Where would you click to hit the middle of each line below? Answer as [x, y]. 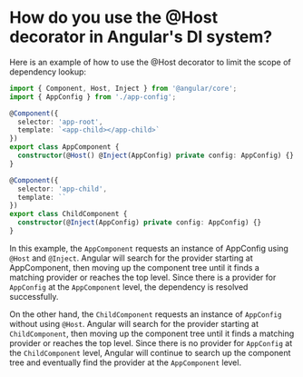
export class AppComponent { [64, 147]
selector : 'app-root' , [60, 122]
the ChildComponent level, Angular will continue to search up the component [150, 352]
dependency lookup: [48, 72]
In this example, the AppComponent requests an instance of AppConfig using [149, 248]
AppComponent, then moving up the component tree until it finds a [135, 267]
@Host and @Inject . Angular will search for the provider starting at [131, 258]
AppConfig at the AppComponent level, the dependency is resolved [129, 287]
